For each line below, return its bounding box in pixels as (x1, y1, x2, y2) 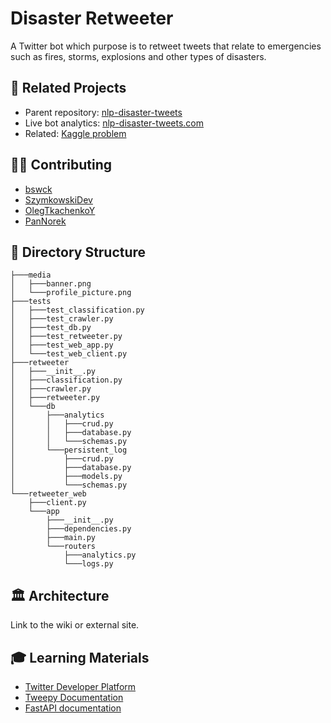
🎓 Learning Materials (10, 649, 150, 666)
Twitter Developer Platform (24, 681, 137, 692)
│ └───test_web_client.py (10, 349, 128, 359)
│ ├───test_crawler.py (10, 314, 114, 324)
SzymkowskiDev (24, 193, 93, 206)
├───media (10, 270, 52, 281)
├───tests (10, 297, 52, 307)
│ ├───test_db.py (10, 323, 92, 333)
